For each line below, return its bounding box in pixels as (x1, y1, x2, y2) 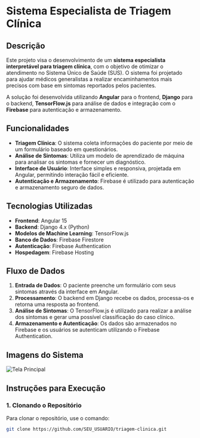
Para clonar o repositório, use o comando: (6, 414, 110, 422)
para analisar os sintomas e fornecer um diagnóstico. (14, 158, 146, 166)
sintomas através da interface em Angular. (14, 288, 119, 295)
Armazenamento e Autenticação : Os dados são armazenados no (14, 320, 177, 327)
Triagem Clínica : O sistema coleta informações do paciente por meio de (14, 139, 193, 146)
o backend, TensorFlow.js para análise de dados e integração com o (6, 100, 176, 107)
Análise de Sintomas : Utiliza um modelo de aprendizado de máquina (14, 152, 185, 159)
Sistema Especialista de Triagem (6, 4, 171, 18)
